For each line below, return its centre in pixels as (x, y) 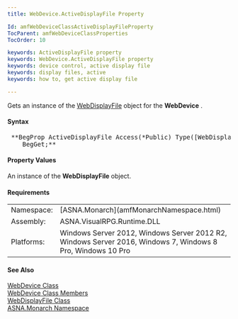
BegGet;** (39, 144)
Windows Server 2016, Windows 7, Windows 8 (139, 242)
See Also (21, 269)
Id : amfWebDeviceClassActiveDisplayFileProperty (80, 27)
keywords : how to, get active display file (73, 79)
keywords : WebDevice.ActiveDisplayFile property (80, 60)
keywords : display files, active (57, 72)
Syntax (18, 122)
